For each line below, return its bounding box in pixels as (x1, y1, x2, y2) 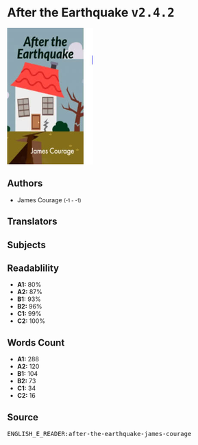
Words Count (7, 337, 65, 348)
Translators (7, 216, 58, 228)
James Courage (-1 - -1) (16, 195, 82, 204)
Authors (7, 178, 43, 189)
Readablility (7, 262, 60, 274)
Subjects (7, 239, 46, 251)
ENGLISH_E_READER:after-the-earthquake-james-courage (7, 430, 192, 437)
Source (7, 411, 39, 423)
